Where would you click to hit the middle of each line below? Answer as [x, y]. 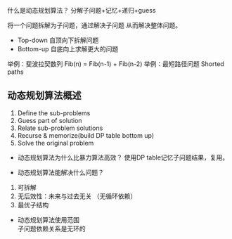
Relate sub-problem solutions [60, 128]
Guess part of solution [50, 120]
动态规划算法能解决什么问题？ [60, 172]
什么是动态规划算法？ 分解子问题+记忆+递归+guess [82, 10]
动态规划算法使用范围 [48, 219]
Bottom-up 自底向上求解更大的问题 [68, 49]
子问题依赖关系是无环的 [51, 228]
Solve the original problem [56, 143]
